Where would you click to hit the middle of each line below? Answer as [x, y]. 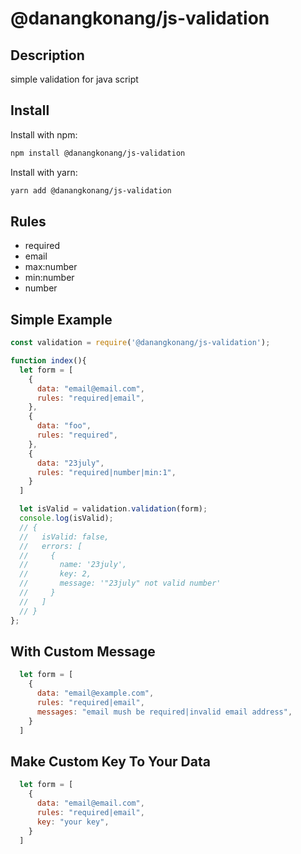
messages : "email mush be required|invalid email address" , [164, 712]
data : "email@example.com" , [95, 693]
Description [47, 55]
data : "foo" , [64, 426]
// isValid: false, [64, 537]
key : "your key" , [73, 822]
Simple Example [61, 319]
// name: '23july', [73, 565]
